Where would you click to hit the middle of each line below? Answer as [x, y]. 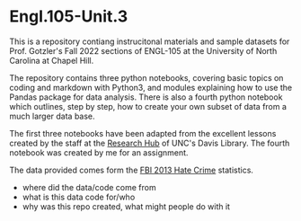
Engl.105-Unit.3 [69, 17]
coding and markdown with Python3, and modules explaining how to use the [151, 87]
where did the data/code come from [89, 187]
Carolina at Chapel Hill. [52, 60]
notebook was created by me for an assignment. [99, 152]
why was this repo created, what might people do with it [126, 206]
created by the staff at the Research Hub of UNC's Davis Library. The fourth [150, 143]
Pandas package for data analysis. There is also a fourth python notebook [146, 97]
